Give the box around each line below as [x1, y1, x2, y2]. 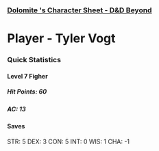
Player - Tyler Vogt [7, 31, 116, 46]
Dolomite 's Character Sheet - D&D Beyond [7, 5, 152, 15]
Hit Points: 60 [7, 87, 47, 96]
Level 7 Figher [7, 72, 48, 80]
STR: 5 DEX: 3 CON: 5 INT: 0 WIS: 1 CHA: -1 [7, 137, 130, 146]
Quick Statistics [7, 55, 62, 65]
